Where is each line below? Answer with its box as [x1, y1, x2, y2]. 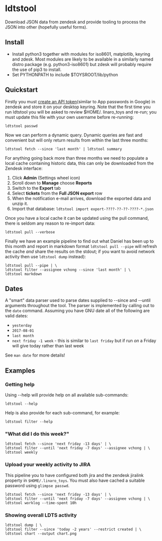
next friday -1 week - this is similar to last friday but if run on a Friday [12, 338, 156, 344]
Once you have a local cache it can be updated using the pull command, [5, 215, 149, 221]
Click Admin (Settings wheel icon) [12, 175, 81, 180]
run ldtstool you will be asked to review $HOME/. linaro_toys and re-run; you [5, 109, 157, 115]
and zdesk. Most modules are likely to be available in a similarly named [12, 56, 154, 62]
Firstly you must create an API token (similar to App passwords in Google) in [5, 98, 156, 104]
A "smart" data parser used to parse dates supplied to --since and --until [5, 297, 151, 303]
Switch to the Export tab [12, 185, 61, 191]
